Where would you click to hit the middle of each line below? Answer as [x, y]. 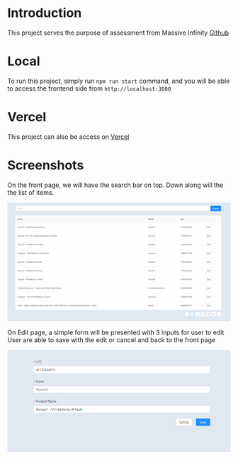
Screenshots [46, 165]
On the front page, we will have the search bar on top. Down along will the [115, 185]
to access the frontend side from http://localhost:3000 [89, 88]
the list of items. [31, 192]
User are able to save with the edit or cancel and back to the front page [112, 340]
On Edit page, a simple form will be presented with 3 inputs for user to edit [116, 332]
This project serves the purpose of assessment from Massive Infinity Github [118, 33]
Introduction [45, 13]
